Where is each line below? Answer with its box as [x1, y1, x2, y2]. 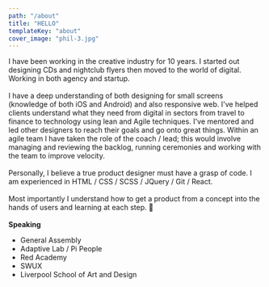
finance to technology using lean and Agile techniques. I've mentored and [8, 116, 254, 126]
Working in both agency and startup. [8, 74, 131, 83]
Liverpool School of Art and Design [19, 270, 137, 280]
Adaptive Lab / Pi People [19, 244, 103, 254]
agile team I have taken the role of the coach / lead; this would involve [8, 134, 241, 144]
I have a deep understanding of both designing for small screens [8, 91, 224, 101]
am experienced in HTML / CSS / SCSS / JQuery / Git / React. [8, 177, 213, 187]
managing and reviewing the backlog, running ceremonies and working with [8, 142, 261, 152]
